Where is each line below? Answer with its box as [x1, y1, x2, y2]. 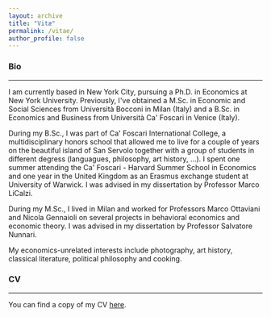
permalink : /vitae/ [8, 27, 74, 35]
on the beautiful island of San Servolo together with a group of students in [8, 145, 255, 155]
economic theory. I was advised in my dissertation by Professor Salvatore [8, 221, 252, 231]
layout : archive [8, 11, 63, 20]
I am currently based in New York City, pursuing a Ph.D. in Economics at [8, 86, 248, 97]
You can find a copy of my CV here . [8, 299, 127, 309]
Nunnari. [8, 229, 38, 239]
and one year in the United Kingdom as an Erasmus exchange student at [8, 171, 248, 181]
